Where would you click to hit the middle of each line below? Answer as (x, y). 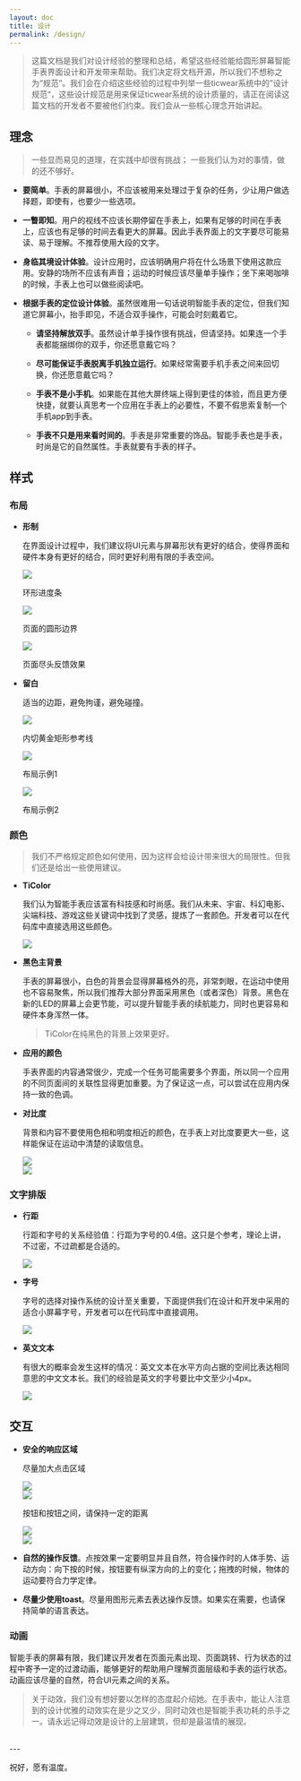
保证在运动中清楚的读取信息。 (93, 1144)
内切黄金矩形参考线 (58, 738)
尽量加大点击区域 (54, 1468)
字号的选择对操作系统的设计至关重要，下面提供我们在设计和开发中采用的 (155, 1301)
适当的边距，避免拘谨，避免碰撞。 (85, 702)
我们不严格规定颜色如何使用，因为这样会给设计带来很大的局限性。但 (157, 856)
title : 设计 (30, 26)
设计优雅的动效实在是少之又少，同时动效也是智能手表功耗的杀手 (165, 1710)
